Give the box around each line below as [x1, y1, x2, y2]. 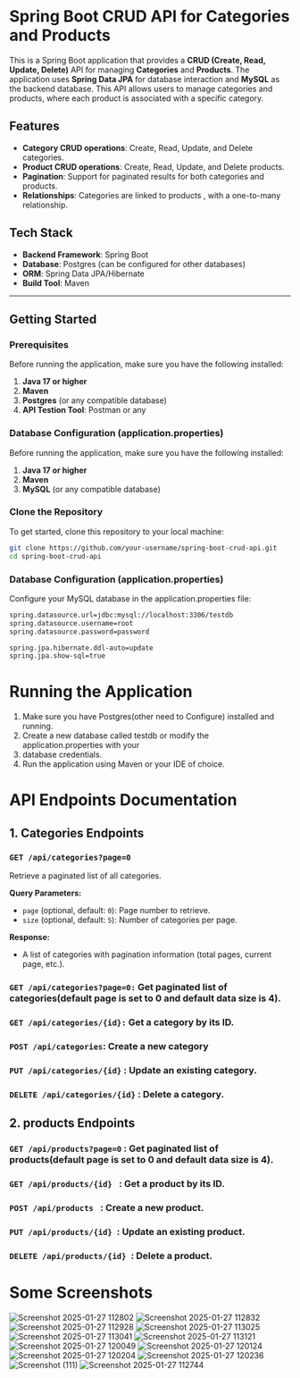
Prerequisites [9, 338, 69, 350]
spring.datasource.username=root [9, 618, 134, 627]
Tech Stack [9, 225, 73, 240]
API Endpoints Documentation [9, 790, 237, 811]
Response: [9, 932, 51, 943]
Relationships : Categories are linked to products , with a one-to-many [21, 189, 281, 200]
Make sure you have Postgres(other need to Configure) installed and [21, 711, 275, 722]
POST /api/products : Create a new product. [9, 1201, 204, 1214]
